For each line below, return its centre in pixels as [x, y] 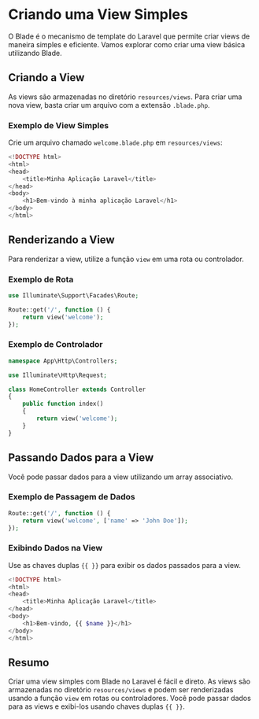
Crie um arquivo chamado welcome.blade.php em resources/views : [115, 142]
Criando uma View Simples [98, 15]
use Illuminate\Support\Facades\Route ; [74, 296]
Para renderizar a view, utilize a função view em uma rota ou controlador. [126, 259]
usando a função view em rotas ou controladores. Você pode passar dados [130, 699]
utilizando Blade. [35, 53]
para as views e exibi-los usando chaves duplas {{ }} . [96, 706]
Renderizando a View [62, 240]
